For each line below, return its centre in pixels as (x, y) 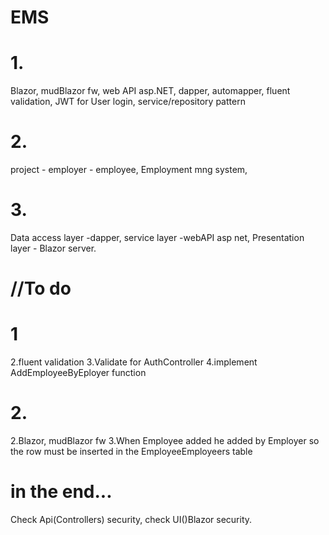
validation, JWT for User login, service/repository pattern (128, 102)
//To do (41, 288)
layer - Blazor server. (53, 248)
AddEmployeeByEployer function (78, 373)
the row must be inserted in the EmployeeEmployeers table (131, 452)
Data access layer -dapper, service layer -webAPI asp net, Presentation (157, 237)
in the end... (61, 492)
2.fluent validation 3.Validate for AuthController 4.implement (134, 362)
